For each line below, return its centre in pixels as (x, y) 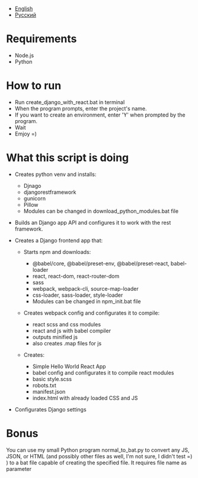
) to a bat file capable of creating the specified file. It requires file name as (96, 463)
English (24, 9)
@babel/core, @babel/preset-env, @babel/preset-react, (101, 263)
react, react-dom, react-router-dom (76, 276)
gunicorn (35, 198)
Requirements (41, 39)
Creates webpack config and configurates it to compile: (92, 313)
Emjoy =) (26, 134)
